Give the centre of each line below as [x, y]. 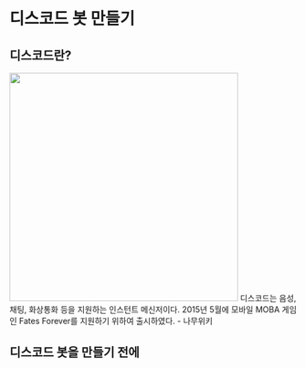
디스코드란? [41, 55]
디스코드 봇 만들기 [72, 19]
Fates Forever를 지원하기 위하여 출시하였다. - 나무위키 [116, 321]
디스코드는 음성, [268, 298]
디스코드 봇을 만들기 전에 [74, 352]
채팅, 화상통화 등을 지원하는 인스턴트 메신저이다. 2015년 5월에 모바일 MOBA [145, 310]
